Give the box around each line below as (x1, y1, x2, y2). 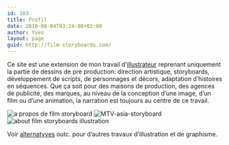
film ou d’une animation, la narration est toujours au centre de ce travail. (7, 97, 210, 104)
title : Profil (7, 16, 48, 23)
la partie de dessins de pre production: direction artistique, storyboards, (7, 67, 210, 76)
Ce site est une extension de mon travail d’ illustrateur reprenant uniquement (7, 61, 221, 68)
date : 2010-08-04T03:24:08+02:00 (7, 22, 103, 29)
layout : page (7, 35, 44, 42)
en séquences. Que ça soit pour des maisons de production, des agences (7, 82, 215, 90)
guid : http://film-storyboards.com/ (7, 42, 111, 48)
